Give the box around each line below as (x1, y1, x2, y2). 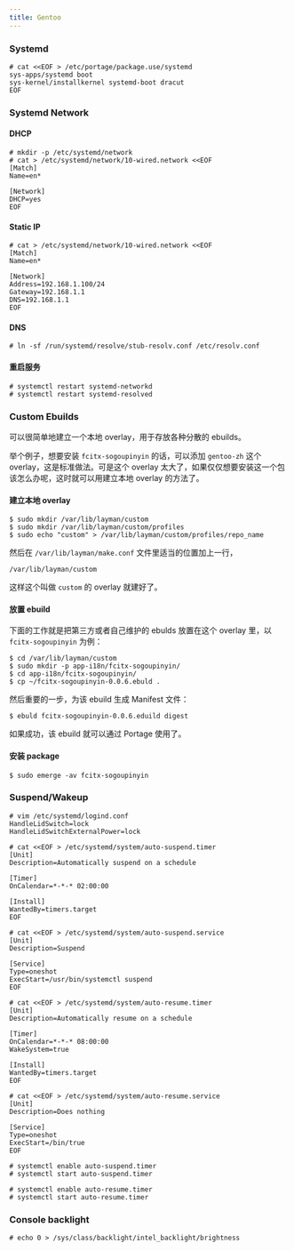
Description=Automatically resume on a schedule (9, 1014, 193, 1022)
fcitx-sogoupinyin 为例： (9, 637, 103, 647)
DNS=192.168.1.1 (9, 295, 69, 305)
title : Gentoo (9, 12, 62, 22)
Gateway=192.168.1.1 (9, 288, 86, 297)
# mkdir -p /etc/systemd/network (9, 148, 133, 157)
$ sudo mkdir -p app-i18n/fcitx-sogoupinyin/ (9, 662, 180, 671)
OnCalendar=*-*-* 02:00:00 (9, 881, 109, 890)
